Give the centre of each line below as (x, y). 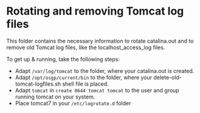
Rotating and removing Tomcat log (95, 11)
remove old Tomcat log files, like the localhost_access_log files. (86, 47)
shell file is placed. (86, 84)
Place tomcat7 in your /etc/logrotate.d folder (73, 103)
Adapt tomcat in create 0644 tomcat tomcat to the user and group (97, 90)
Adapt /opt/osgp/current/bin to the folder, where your (84, 77)
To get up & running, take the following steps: (63, 59)
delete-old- (168, 77)
